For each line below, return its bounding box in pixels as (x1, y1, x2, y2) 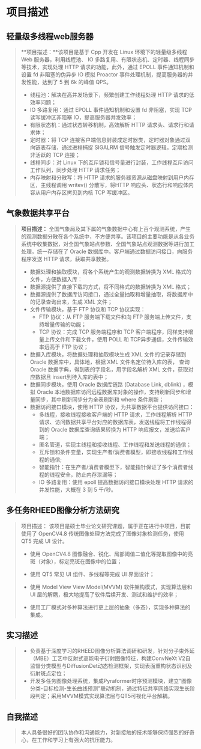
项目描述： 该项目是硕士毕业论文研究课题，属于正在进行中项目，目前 (20, 522, 191, 530)
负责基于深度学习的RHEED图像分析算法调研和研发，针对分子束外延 (29, 647, 195, 655)
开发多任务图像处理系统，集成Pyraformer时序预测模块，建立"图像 (29, 677, 192, 685)
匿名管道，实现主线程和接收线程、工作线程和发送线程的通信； (38, 441, 192, 448)
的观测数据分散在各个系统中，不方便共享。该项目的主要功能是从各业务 (20, 233, 195, 240)
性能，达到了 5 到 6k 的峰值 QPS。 (26, 79, 112, 85)
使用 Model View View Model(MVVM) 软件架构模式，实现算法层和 (29, 583, 193, 590)
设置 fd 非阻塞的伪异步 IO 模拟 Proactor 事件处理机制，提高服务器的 (20, 71, 188, 78)
